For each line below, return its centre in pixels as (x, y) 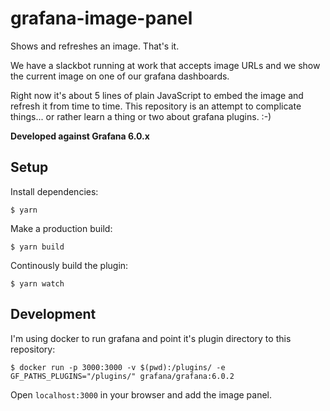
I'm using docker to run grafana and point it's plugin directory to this (151, 338)
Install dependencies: (54, 191)
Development (53, 314)
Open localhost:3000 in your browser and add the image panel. (141, 394)
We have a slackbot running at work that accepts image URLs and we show (165, 65)
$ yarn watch (37, 283)
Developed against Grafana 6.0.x (80, 136)
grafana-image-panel (101, 18)
